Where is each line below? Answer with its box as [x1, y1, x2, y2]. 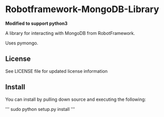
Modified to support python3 [5, 20, 68, 26]
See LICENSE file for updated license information [5, 68, 108, 74]
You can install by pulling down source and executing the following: [5, 96, 146, 102]
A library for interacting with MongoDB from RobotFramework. [5, 30, 136, 36]
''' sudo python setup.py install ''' [5, 106, 75, 112]
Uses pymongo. [5, 40, 39, 46]
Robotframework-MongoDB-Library [5, 4, 159, 15]
